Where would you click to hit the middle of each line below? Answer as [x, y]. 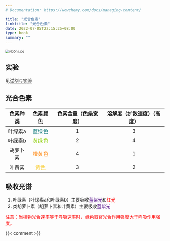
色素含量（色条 [75, 113]
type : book [17, 33]
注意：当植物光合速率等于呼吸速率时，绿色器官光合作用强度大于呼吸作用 [80, 217]
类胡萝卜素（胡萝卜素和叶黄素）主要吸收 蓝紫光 [61, 206]
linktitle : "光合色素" [28, 24]
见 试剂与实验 [18, 81]
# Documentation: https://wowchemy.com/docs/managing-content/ [73, 10]
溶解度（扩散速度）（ [131, 113]
